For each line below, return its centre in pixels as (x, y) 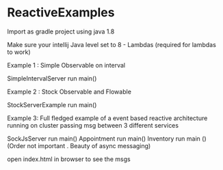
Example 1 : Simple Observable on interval (66, 65)
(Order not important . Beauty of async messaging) (79, 145)
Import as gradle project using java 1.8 (61, 31)
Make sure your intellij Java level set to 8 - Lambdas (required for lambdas (112, 44)
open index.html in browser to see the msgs (69, 159)
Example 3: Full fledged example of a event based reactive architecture (107, 118)
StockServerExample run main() (52, 104)
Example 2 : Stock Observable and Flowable (69, 91)
